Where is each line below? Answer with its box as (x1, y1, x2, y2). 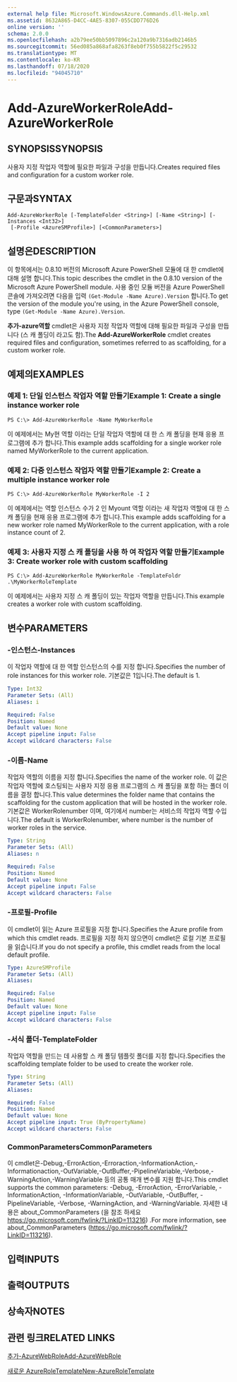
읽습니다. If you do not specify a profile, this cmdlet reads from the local (14, 942, 221, 951)
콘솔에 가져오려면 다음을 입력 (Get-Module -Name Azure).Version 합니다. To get (7, 292, 229, 300)
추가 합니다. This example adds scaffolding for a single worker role (31, 439, 222, 447)
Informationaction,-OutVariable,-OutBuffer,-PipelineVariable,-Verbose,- (7, 1167, 214, 1176)
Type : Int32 (7, 686, 42, 693)
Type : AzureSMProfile (7, 964, 71, 971)
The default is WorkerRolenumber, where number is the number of (20, 816, 214, 824)
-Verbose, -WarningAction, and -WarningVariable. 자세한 (57, 1199, 221, 1208)
